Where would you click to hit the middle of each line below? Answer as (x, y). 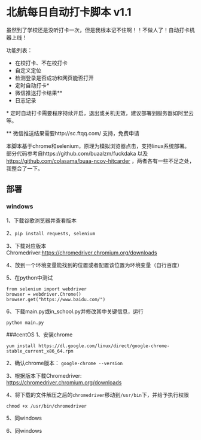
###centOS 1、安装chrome (39, 334)
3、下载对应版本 (26, 245)
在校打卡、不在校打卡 (41, 63)
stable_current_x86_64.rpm (40, 351)
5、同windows (24, 418)
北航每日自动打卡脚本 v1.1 (69, 12)
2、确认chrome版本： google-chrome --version (65, 363)
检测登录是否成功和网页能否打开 (54, 78)
